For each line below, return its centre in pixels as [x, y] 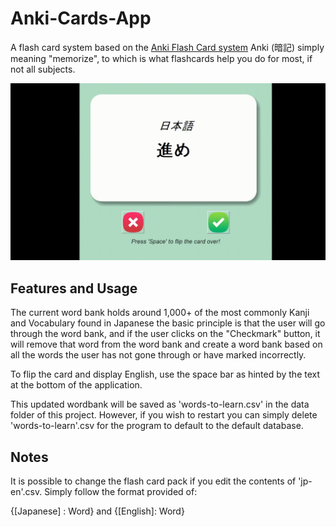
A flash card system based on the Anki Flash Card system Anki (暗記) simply [167, 47]
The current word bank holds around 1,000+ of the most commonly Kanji [160, 313]
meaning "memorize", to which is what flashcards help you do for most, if [161, 58]
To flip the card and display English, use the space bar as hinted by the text [165, 374]
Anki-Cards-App [81, 18]
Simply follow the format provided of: [121, 492]
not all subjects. [43, 69]
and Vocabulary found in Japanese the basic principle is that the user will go [168, 323]
